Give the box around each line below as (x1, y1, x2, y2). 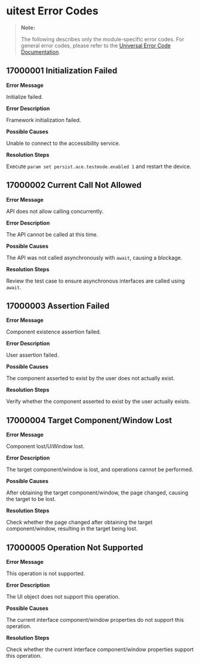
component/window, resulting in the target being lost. (6, 525, 138, 532)
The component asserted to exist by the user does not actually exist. (6, 375, 175, 382)
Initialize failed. (6, 93, 44, 100)
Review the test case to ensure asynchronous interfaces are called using (6, 277, 185, 284)
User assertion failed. (6, 351, 59, 359)
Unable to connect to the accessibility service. (6, 139, 121, 147)
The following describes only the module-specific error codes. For (20, 35, 184, 42)
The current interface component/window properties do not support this (6, 617, 184, 623)
